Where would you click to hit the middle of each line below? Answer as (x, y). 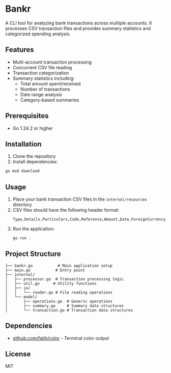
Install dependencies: (35, 162)
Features (20, 50)
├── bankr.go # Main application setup (59, 266)
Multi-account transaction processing (52, 62)
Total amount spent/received (50, 83)
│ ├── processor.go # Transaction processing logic (65, 279)
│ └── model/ (21, 297)
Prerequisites (27, 116)
